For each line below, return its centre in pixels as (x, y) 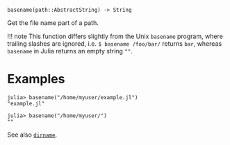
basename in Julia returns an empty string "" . (70, 51)
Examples (36, 79)
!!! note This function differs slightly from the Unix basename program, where (115, 36)
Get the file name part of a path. (53, 23)
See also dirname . (32, 135)
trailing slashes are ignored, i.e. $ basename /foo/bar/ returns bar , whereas (115, 44)
